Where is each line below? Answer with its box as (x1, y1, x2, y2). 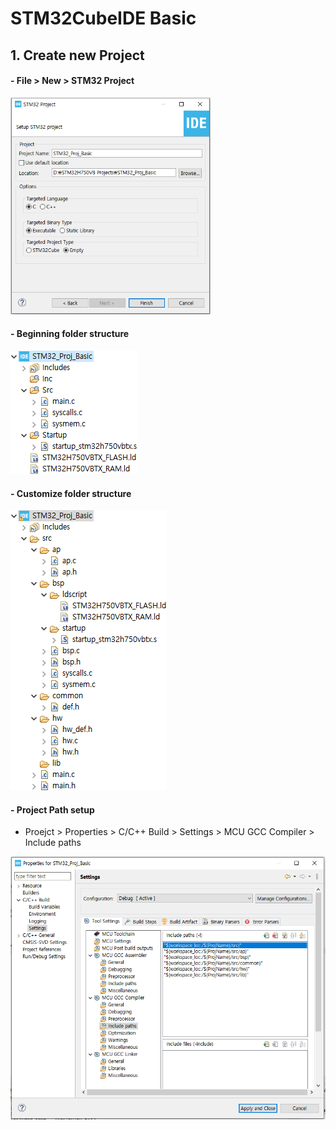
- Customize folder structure (10, 487, 132, 499)
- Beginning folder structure (10, 328, 130, 340)
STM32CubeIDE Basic (10, 7, 197, 30)
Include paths (24, 837, 82, 849)
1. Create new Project (10, 47, 145, 64)
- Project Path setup (10, 803, 95, 816)
